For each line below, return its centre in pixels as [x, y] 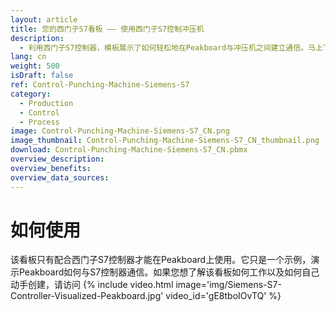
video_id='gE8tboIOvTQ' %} [223, 296]
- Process [39, 122]
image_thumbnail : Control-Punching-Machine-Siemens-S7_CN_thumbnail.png [165, 141]
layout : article [44, 19]
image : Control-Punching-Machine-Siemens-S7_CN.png [120, 131]
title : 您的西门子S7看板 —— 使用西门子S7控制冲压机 [107, 29]
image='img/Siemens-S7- [228, 285]
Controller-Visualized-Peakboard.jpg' [87, 296]
